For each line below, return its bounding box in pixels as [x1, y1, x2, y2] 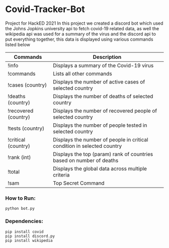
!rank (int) [8, 153, 31, 160]
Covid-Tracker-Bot [5, 4, 85, 15]
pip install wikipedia [5, 238, 53, 243]
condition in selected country [52, 142, 122, 149]
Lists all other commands [52, 70, 112, 77]
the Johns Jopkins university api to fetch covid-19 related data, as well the [5, 25, 159, 31]
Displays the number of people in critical [52, 136, 148, 143]
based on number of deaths [52, 157, 119, 164]
